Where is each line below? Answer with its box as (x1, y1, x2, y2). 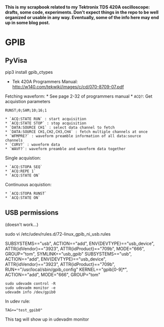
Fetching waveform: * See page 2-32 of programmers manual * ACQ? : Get (5, 93, 153, 99)
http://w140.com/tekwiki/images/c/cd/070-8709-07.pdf (12, 84, 124, 89)
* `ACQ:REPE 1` (5, 169, 36, 174)
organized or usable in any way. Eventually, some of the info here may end (5, 15, 159, 20)
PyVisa (5, 56, 27, 65)
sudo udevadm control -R (5, 281, 56, 286)
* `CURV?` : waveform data (5, 142, 60, 147)
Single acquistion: (5, 155, 41, 161)
